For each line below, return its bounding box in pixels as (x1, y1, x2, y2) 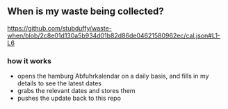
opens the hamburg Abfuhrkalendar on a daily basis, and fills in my (17, 72, 209, 81)
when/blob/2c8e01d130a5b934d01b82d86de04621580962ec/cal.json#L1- (7, 31, 221, 40)
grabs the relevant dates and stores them (17, 87, 136, 95)
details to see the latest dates (17, 79, 102, 87)
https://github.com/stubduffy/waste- (7, 24, 113, 32)
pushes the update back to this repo (17, 94, 122, 103)
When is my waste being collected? (7, 6, 165, 17)
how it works (7, 56, 52, 65)
